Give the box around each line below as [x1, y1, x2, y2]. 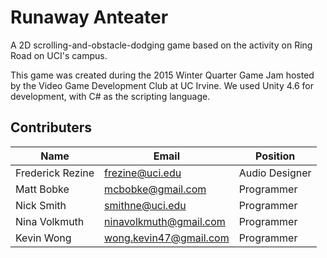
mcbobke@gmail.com [104, 182, 207, 196]
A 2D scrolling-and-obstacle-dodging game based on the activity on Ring [10, 39, 313, 51]
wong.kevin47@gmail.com [104, 231, 230, 245]
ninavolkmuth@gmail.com [104, 214, 226, 228]
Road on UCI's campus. [10, 49, 108, 61]
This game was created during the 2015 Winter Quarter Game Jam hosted [10, 69, 315, 81]
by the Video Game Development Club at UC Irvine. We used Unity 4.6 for [10, 79, 315, 91]
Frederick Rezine [15, 166, 95, 180]
